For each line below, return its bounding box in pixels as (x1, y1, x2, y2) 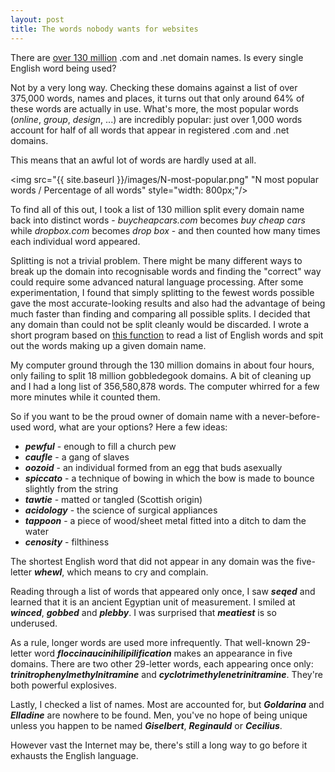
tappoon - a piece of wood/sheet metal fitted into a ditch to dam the (24, 514, 307, 526)
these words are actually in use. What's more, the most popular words (10, 102, 299, 115)
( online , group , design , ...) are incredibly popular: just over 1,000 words (10, 113, 303, 125)
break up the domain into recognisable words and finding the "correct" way (10, 265, 322, 277)
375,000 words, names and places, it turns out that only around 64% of (10, 92, 305, 104)
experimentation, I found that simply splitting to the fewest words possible (10, 286, 315, 298)
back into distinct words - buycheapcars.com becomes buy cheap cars (10, 214, 306, 226)
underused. (10, 617, 58, 629)
